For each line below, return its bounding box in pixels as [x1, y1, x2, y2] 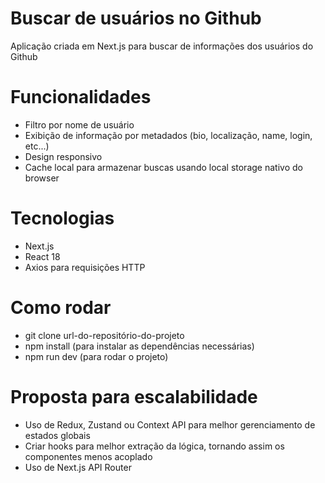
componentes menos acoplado [24, 450, 153, 462]
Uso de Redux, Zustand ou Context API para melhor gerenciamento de [24, 418, 316, 431]
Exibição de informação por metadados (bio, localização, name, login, [24, 129, 313, 141]
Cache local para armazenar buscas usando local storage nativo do [24, 161, 303, 173]
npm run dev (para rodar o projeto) [24, 350, 169, 362]
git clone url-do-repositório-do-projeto [24, 329, 185, 341]
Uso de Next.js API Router [24, 461, 132, 473]
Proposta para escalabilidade [10, 385, 258, 408]
